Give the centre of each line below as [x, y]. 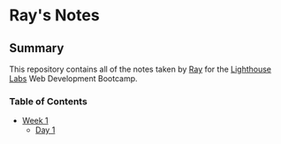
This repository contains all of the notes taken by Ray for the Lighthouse [140, 69]
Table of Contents [49, 101]
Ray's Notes [54, 15]
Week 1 [35, 121]
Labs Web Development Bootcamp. [74, 79]
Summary [37, 48]
